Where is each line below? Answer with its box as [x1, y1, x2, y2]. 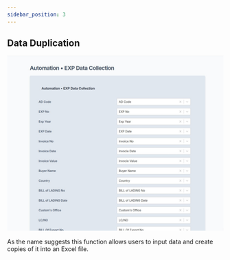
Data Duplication [7, 38, 80, 49]
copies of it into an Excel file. [7, 244, 89, 253]
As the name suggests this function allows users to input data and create [7, 237, 214, 246]
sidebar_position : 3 [7, 11, 67, 18]
